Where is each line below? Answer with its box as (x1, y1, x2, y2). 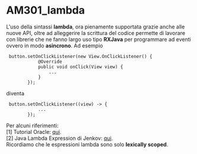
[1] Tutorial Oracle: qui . (6, 128, 62, 135)
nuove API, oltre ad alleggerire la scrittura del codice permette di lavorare (6, 29, 186, 36)
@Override (37, 59, 62, 65)
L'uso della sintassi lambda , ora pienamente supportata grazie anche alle (6, 23, 185, 30)
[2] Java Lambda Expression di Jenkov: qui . (6, 134, 113, 142)
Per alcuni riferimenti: (6, 122, 59, 129)
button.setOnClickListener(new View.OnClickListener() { (8, 53, 152, 59)
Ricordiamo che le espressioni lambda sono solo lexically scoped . (6, 140, 169, 148)
